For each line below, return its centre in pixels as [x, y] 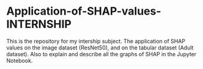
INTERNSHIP [39, 24]
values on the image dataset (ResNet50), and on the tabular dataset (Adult [100, 48]
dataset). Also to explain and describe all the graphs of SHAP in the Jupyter [102, 54]
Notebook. [20, 60]
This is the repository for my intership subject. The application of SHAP [96, 41]
